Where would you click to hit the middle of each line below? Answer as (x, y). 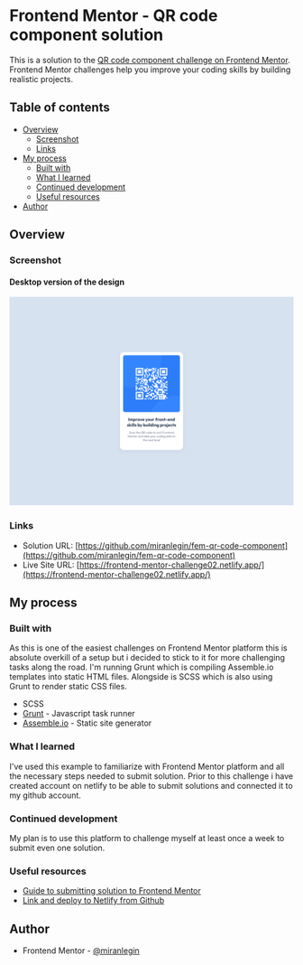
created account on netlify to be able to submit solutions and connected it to (151, 785)
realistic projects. (41, 79)
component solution (87, 35)
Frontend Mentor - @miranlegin (81, 951)
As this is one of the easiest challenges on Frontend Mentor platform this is (148, 648)
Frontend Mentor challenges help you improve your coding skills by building (150, 70)
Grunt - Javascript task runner (78, 714)
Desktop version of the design (67, 282)
